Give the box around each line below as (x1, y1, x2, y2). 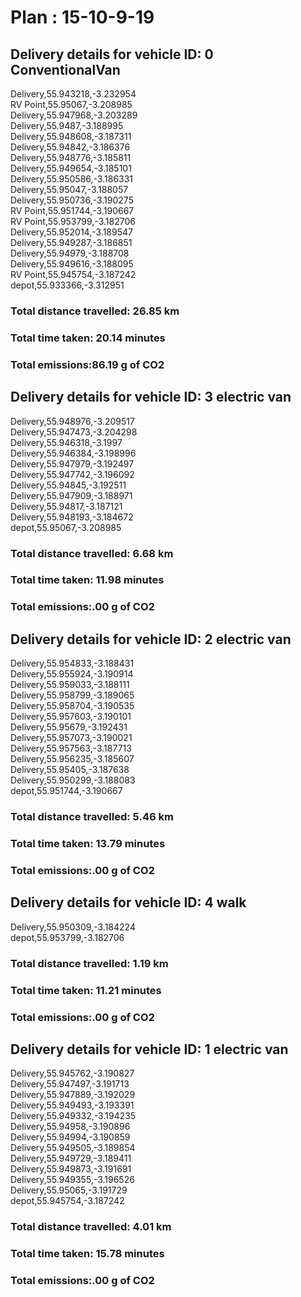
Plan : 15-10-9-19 (10, 6, 155, 29)
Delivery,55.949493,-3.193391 (10, 1099, 135, 1111)
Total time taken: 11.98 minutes (10, 573, 165, 587)
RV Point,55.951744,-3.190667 (10, 205, 135, 216)
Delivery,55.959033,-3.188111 (10, 679, 130, 691)
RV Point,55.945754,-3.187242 (10, 269, 137, 280)
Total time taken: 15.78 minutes (10, 1247, 165, 1261)
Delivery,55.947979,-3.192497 (10, 457, 135, 470)
